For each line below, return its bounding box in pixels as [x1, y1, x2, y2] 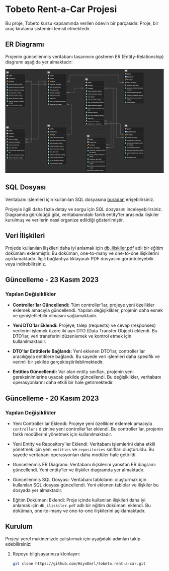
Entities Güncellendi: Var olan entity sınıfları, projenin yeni [12, 369, 134, 375]
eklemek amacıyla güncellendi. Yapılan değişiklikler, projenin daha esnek [12, 307, 163, 313]
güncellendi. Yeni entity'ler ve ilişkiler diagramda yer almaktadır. [12, 467, 145, 473]
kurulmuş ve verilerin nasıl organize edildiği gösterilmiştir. [5, 217, 124, 223]
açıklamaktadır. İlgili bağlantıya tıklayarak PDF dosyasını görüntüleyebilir [5, 255, 154, 261]
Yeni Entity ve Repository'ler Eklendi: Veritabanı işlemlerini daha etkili [12, 441, 155, 447]
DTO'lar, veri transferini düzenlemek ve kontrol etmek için [12, 333, 132, 339]
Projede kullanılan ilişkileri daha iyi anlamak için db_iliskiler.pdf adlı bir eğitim [5, 245, 163, 251]
